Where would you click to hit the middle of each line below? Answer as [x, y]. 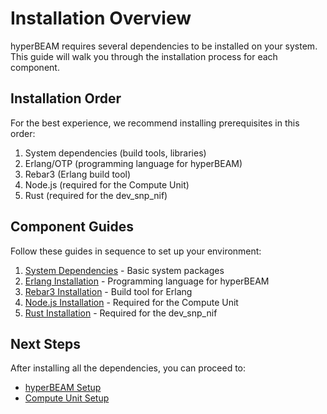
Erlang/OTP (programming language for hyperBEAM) [133, 163]
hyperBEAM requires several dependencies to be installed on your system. [164, 46]
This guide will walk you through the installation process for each [144, 56]
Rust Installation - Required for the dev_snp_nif [121, 313]
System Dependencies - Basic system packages [124, 270]
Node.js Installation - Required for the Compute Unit [131, 302]
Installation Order [66, 98]
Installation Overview [101, 18]
